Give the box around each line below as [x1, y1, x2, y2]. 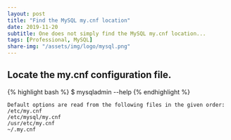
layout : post [7, 10, 46, 18]
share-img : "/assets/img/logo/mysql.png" [7, 43, 131, 50]
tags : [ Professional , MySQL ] [7, 37, 93, 44]
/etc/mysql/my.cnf [7, 113, 61, 120]
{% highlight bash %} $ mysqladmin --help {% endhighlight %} [7, 87, 190, 96]
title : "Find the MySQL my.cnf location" [7, 17, 131, 24]
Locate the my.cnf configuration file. [7, 69, 172, 81]
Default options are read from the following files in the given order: [7, 101, 225, 108]
